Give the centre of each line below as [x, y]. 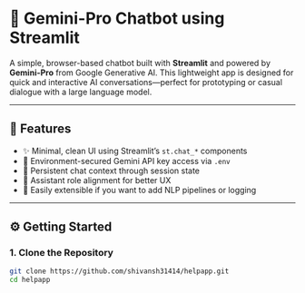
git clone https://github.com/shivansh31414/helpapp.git [119, 271]
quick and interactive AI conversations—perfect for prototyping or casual [146, 82]
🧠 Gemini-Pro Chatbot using [117, 19]
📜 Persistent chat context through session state [111, 171]
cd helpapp [30, 280]
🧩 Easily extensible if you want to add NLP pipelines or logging [139, 190]
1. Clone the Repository [61, 253]
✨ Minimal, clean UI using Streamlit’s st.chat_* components [135, 151]
